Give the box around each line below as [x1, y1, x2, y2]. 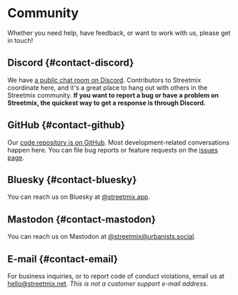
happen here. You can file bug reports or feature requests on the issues [7, 145, 218, 154]
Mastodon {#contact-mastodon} [7, 213, 156, 225]
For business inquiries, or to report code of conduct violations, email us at [7, 272, 225, 280]
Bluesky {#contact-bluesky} [7, 173, 137, 186]
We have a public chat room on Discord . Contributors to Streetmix [7, 76, 202, 84]
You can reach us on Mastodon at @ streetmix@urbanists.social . [7, 232, 197, 241]
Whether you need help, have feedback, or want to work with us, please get [7, 29, 231, 37]
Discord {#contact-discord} [7, 57, 134, 69]
